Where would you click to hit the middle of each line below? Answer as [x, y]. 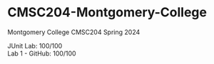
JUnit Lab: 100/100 [35, 46]
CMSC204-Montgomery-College [107, 12]
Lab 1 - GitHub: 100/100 [42, 53]
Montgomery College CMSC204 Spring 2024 [74, 32]
